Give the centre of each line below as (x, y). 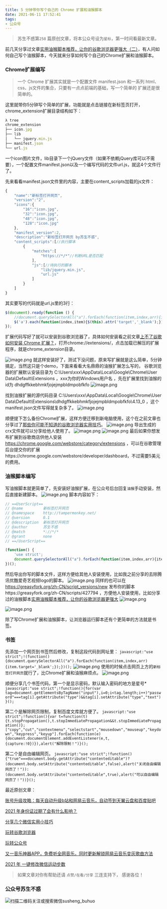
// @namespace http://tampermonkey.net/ (51, 513)
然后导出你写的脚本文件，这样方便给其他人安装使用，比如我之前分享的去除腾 (83, 574)
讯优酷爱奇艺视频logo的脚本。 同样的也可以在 (66, 580)
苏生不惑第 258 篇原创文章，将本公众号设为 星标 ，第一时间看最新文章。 (88, 38)
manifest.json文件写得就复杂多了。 (41, 408)
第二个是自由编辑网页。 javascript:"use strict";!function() (69, 754)
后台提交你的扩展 (23, 450)
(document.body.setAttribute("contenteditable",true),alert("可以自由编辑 (82, 775)
